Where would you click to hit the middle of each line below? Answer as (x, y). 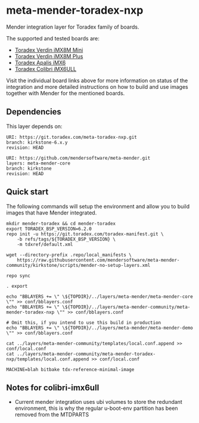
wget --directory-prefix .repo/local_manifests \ (69, 255)
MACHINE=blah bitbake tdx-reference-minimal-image (70, 369)
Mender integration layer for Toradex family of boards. (73, 27)
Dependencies (34, 112)
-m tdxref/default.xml (45, 244)
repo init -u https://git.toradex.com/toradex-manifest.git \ (85, 234)
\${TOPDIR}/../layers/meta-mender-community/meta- (126, 307)
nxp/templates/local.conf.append (48, 359)
